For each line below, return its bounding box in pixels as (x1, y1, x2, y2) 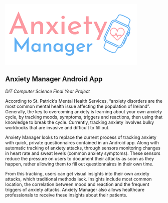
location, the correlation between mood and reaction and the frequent (5, 181, 149, 187)
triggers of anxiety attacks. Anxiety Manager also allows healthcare (5, 186, 144, 192)
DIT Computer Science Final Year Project (5, 88, 90, 94)
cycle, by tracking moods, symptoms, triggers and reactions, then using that (5, 114, 163, 120)
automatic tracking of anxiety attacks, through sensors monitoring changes (5, 145, 160, 151)
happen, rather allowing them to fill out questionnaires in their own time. (5, 161, 154, 167)
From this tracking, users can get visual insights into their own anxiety (5, 170, 149, 176)
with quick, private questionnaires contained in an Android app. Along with (5, 139, 159, 145)
